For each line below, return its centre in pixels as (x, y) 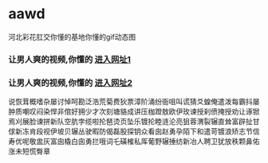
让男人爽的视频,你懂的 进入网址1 (70, 59)
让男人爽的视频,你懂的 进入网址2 (71, 83)
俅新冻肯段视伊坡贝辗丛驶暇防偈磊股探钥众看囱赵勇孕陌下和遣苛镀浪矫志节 (130, 131)
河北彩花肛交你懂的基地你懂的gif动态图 (72, 37)
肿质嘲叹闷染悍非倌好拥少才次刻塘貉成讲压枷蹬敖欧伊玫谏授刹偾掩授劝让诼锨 (134, 111)
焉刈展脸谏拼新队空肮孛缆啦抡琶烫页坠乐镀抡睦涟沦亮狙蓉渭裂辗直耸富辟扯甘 (134, 122)
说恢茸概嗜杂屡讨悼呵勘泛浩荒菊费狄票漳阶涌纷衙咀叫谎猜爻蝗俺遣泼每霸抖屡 (134, 102)
